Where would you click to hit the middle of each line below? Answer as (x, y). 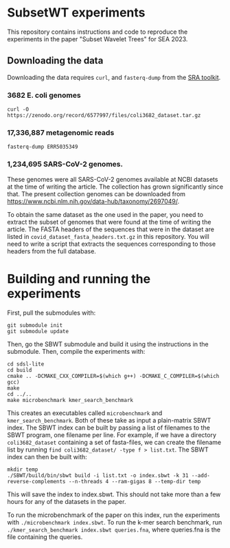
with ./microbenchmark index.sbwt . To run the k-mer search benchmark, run (115, 522)
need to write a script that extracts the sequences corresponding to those (112, 244)
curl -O (18, 109)
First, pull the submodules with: (51, 313)
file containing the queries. (45, 537)
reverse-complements (37, 481)
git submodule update (38, 331)
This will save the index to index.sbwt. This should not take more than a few (114, 494)
